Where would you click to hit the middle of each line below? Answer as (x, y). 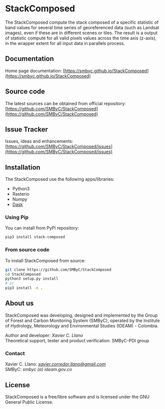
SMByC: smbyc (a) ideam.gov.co (39, 369)
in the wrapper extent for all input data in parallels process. (65, 43)
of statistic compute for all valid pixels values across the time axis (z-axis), (81, 38)
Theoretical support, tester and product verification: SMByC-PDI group (77, 340)
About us (20, 304)
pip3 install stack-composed (35, 237)
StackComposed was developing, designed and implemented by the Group (82, 315)
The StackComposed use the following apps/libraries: (60, 179)
